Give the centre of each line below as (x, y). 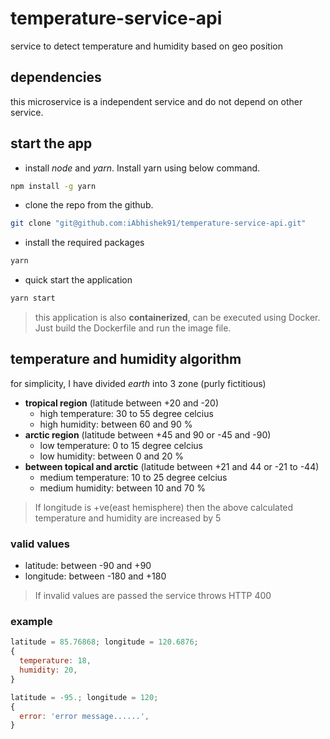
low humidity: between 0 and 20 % (112, 456)
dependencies (56, 77)
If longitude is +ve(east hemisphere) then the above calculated (164, 507)
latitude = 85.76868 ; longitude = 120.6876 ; (104, 642)
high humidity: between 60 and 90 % (116, 424)
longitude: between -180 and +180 (95, 576)
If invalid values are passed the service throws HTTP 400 (153, 596)
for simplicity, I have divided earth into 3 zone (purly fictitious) (138, 383)
